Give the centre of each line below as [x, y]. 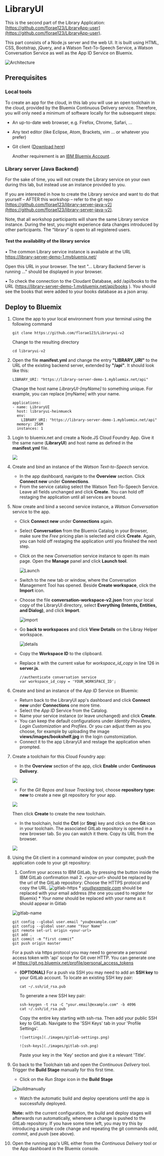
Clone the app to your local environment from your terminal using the [82, 319]
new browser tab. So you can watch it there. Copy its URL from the [87, 834]
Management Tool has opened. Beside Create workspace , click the [88, 585]
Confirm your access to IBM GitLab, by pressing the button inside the [89, 872]
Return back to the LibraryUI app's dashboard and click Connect [85, 700]
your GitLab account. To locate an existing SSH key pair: [76, 977]
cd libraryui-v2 [29, 351]
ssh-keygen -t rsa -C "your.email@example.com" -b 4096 [78, 1005]
